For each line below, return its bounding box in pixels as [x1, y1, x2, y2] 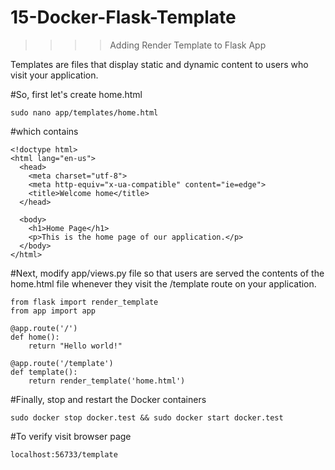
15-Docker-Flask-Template [10, 6, 237, 29]
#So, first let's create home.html [10, 88, 143, 100]
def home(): [10, 332, 60, 342]
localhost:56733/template [10, 449, 118, 460]
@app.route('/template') [10, 358, 114, 368]
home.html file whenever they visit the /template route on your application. [10, 277, 317, 290]
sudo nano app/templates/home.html [10, 107, 159, 118]
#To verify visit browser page [10, 430, 132, 442]
